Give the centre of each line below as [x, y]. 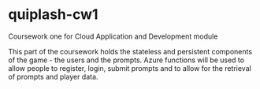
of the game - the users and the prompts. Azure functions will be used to [126, 60]
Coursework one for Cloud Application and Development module [113, 36]
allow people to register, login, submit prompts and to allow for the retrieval [130, 68]
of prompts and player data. [53, 76]
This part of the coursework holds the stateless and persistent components [130, 51]
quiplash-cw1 [53, 15]
